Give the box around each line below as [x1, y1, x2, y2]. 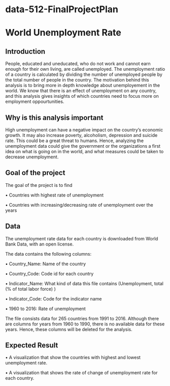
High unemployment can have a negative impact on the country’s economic [5, 127, 163, 133]
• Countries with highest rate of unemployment [5, 192, 104, 198]
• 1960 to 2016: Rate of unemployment [5, 306, 86, 312]
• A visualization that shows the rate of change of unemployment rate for [5, 370, 158, 376]
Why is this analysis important [5, 113, 104, 122]
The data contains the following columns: [5, 251, 92, 257]
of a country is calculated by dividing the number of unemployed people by [5, 71, 162, 77]
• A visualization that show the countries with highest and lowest [5, 354, 141, 361]
